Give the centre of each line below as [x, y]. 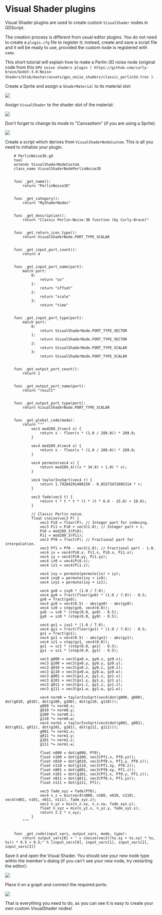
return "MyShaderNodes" [46, 203]
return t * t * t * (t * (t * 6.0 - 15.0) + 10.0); [93, 501]
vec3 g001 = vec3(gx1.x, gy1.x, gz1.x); [81, 676]
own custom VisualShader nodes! [39, 908]
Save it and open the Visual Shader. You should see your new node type [77, 856]
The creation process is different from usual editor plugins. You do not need [81, 37]
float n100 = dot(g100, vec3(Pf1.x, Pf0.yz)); [88, 757]
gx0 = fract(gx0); [58, 599]
